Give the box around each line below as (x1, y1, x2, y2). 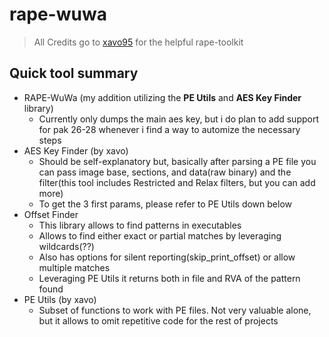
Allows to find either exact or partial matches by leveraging (38, 229, 282, 242)
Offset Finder (23, 208, 79, 220)
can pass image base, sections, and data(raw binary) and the (38, 166, 292, 178)
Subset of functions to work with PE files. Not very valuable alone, (38, 304, 312, 316)
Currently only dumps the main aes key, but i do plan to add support (38, 113, 319, 125)
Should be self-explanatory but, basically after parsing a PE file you (38, 155, 317, 167)
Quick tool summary (9, 65, 139, 82)
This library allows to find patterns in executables (38, 219, 242, 231)
